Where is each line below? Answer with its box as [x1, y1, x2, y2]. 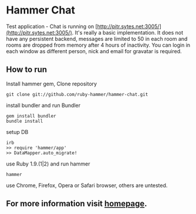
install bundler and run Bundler [6, 102, 81, 109]
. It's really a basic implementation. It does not [72, 29, 184, 36]
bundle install [6, 118, 43, 124]
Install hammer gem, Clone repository [6, 80, 97, 87]
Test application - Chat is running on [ [6, 23, 98, 30]
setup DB [6, 128, 29, 135]
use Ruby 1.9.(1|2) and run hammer [6, 160, 90, 167]
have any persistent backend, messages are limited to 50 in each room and [6, 35, 188, 42]
